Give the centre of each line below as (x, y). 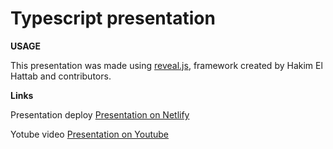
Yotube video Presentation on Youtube (90, 134)
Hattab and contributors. (61, 76)
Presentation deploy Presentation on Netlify (100, 114)
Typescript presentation (113, 18)
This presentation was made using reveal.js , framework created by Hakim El (166, 65)
